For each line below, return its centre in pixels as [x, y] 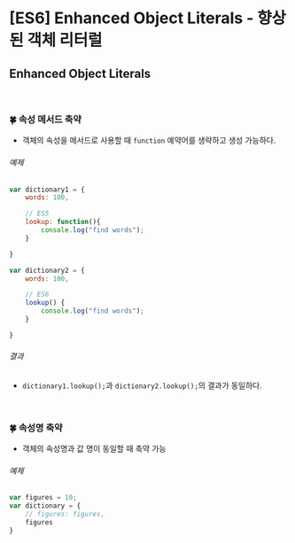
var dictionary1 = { [47, 190]
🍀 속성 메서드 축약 [46, 119]
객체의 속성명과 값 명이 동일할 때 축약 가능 [94, 449]
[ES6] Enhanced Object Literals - [132, 18]
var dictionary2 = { [47, 270]
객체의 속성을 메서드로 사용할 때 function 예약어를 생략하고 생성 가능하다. [149, 140]
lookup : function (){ [63, 222]
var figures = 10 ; [43, 498]
